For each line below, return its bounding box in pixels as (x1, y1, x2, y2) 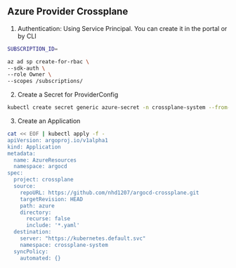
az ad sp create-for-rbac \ (7, 58, 90, 65)
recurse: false (25, 215, 71, 222)
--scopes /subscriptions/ (7, 77, 83, 85)
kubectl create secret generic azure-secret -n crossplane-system (7, 104, 206, 111)
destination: (13, 229, 52, 236)
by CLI (17, 32, 37, 40)
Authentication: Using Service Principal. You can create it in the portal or (17, 24, 228, 32)
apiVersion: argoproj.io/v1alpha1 (7, 136, 109, 143)
